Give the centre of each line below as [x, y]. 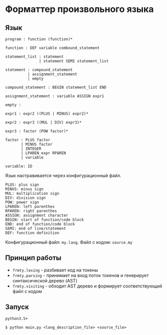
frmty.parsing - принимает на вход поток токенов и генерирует [80, 275]
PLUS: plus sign [22, 185]
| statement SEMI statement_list [74, 61]
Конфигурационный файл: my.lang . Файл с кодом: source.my [69, 242]
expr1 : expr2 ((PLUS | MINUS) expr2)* [47, 114]
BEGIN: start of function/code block [45, 220]
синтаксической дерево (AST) [45, 280]
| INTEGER [31, 149]
